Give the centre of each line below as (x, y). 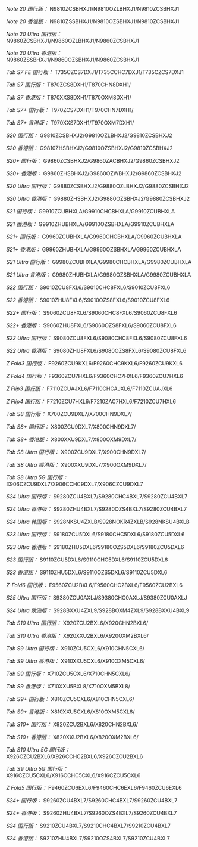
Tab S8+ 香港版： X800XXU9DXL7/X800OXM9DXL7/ (71, 439)
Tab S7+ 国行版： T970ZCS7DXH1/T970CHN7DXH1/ (70, 110)
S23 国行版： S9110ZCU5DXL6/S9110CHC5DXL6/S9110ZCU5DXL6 (87, 560)
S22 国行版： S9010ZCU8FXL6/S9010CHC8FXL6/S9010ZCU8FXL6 (88, 287)
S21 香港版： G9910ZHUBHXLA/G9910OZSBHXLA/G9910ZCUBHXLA (90, 224)
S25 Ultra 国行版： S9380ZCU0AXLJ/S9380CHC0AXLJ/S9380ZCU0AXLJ (97, 598)
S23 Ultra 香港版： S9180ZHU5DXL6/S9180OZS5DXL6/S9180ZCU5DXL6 (95, 547)
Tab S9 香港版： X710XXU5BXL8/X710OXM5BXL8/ (68, 686)
